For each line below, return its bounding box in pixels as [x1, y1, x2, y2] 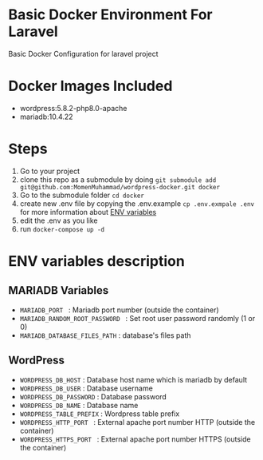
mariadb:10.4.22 [19, 112, 73, 121]
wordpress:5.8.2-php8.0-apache [19, 103, 128, 113]
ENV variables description [8, 252, 185, 270]
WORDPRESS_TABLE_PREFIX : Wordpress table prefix [19, 409, 180, 418]
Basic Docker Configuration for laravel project [8, 49, 159, 58]
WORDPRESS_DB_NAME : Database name [19, 400, 139, 410]
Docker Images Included [8, 77, 173, 95]
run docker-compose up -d [19, 224, 105, 233]
